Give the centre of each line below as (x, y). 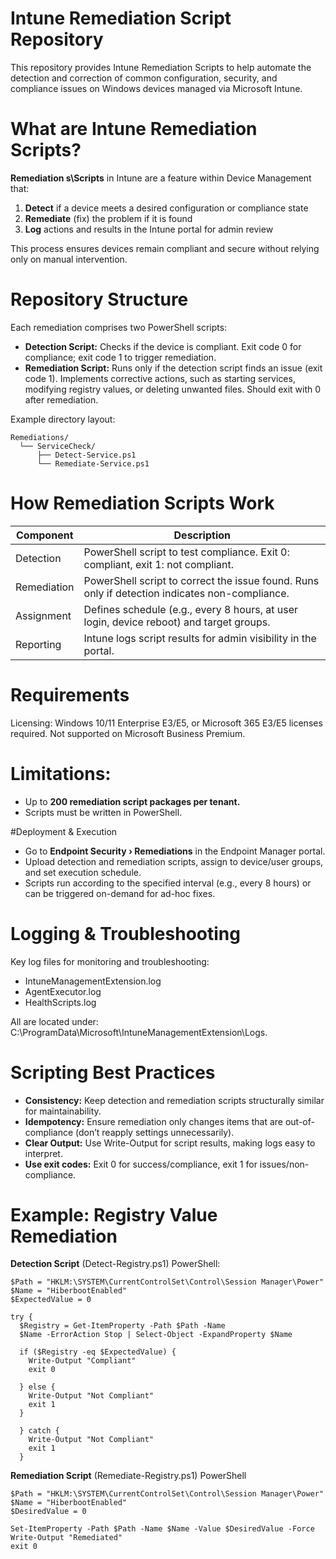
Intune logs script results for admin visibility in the (200, 638)
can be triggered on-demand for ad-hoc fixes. (120, 893)
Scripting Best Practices (113, 1072)
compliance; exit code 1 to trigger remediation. (120, 357)
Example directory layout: (63, 419)
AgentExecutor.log (63, 991)
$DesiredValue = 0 (48, 1512)
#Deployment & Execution (64, 831)
